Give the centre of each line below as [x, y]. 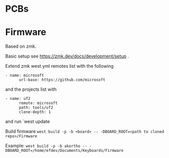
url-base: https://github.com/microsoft [62, 80]
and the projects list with [31, 89]
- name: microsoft [25, 75]
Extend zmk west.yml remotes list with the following [60, 66]
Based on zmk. [21, 46]
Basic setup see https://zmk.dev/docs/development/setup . [67, 56]
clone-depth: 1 [35, 112]
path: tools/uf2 [36, 108]
